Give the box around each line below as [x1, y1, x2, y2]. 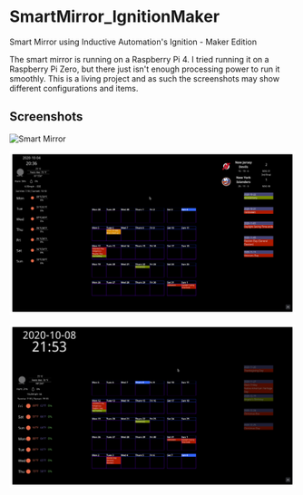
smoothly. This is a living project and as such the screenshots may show [9, 73, 279, 83]
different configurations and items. [9, 82, 139, 93]
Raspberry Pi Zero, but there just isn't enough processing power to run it [9, 63, 280, 74]
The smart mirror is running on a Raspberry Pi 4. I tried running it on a [9, 53, 269, 64]
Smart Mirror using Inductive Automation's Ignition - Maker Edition [9, 36, 257, 47]
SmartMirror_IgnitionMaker [9, 6, 220, 27]
